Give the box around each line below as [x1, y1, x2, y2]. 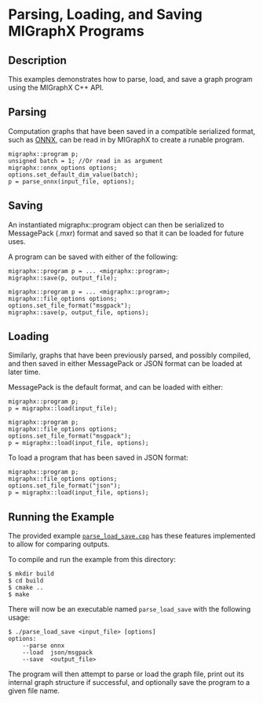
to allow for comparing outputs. [8, 539, 110, 549]
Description [8, 54, 67, 67]
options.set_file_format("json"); [8, 482, 122, 490]
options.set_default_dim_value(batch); [8, 171, 139, 179]
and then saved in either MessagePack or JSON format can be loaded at [8, 359, 243, 368]
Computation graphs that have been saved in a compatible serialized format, [8, 126, 256, 135]
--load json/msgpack [22, 649, 93, 657]
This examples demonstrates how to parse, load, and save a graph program [8, 75, 253, 83]
